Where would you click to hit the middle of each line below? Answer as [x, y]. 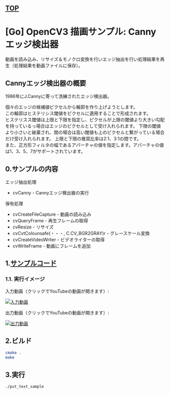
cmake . [13, 353]
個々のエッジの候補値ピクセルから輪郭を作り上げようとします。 [72, 107]
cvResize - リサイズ [33, 227]
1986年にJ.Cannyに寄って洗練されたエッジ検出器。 [59, 96]
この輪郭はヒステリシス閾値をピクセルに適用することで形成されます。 [78, 113]
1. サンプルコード [31, 264]
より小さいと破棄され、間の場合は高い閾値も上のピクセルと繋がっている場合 [85, 132]
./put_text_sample [25, 387]
